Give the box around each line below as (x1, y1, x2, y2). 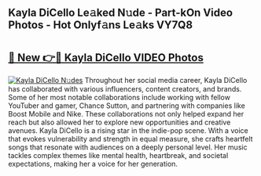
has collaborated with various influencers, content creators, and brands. (8, 84, 242, 93)
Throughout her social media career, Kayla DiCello (84, 76, 248, 84)
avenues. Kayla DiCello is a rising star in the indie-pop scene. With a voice (8, 126, 249, 135)
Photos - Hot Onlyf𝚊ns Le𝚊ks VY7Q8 (8, 19, 193, 32)
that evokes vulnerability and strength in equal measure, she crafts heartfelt (8, 135, 253, 143)
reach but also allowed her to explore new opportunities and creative (8, 117, 231, 127)
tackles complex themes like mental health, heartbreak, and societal (8, 151, 229, 160)
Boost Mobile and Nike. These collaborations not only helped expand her (8, 110, 244, 118)
